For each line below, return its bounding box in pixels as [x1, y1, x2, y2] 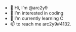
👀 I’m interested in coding [10, 10, 64, 16]
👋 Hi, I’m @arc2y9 [10, 5, 48, 10]
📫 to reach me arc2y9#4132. [10, 21, 71, 27]
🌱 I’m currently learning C [10, 15, 64, 21]
